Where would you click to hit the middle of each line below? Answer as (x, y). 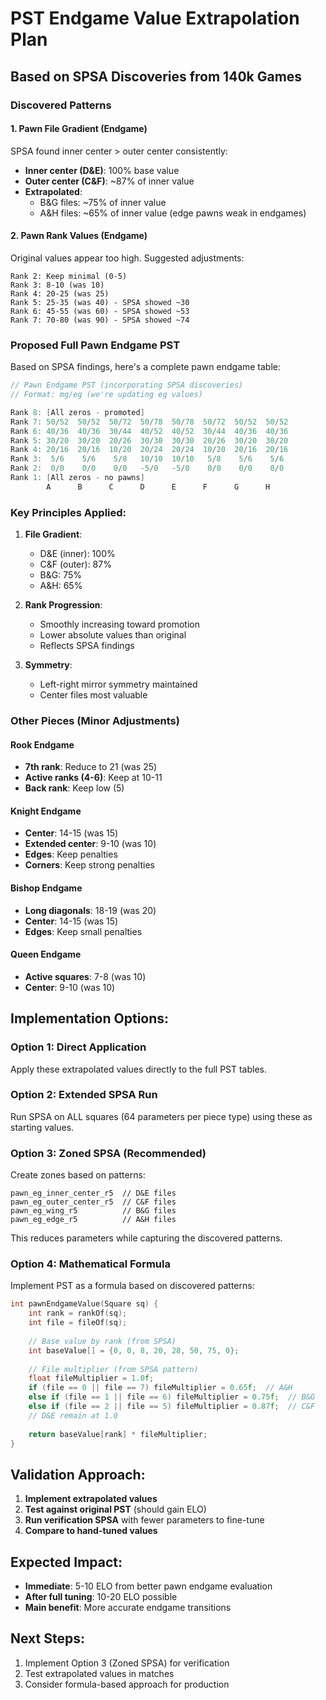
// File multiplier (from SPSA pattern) (113, 1369)
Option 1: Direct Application (78, 1047)
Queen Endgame (46, 954)
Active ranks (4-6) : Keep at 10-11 (93, 778)
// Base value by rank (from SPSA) (102, 1341)
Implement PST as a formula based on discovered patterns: (132, 1286)
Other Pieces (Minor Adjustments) (95, 721)
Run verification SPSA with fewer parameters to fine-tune (144, 1520)
